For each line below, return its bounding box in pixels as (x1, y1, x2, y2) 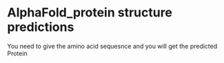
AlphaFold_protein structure (7, 5, 172, 21)
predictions (7, 19, 74, 35)
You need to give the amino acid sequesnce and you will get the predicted (7, 42, 218, 50)
